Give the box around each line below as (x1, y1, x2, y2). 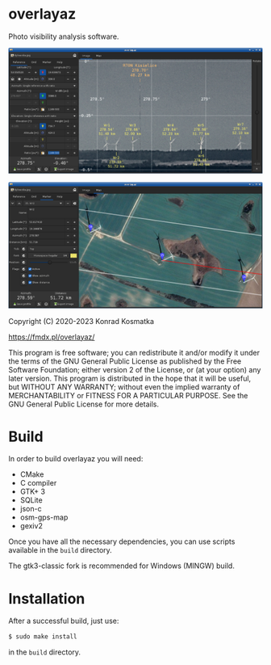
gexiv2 (19, 521, 43, 531)
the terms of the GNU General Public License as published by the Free (8, 356, 242, 366)
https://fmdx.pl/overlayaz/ (8, 332, 95, 342)
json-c (19, 504, 42, 514)
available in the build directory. (8, 545, 113, 555)
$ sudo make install (8, 633, 78, 641)
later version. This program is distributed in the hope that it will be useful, (8, 373, 252, 383)
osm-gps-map (19, 512, 69, 522)
